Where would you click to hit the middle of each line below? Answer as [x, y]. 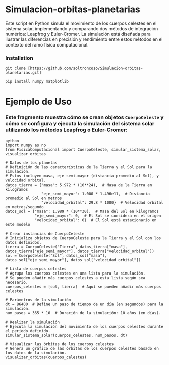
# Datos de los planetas [31, 163]
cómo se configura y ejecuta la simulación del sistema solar [80, 124]
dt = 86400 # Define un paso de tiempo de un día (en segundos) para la [84, 304]
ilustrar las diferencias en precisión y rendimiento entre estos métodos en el [84, 39]
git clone [16, 69]
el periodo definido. [28, 331]
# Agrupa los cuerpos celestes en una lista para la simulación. [75, 273]
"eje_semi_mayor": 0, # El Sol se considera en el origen [98, 216]
